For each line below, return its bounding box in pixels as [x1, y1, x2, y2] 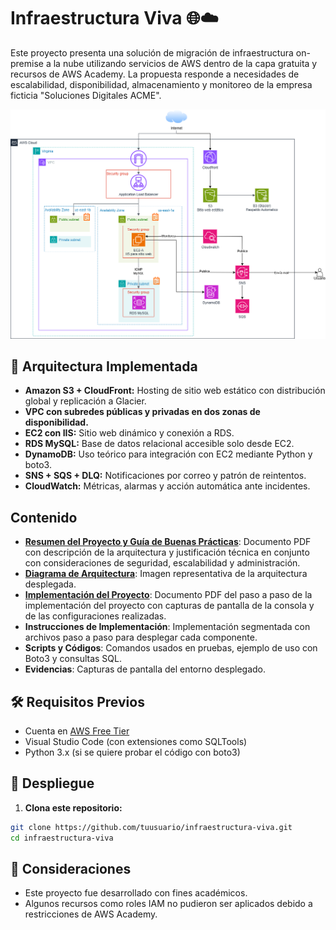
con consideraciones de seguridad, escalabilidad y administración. [24, 557, 301, 569]
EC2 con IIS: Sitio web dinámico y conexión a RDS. [24, 427, 235, 439]
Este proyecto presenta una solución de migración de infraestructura [10, 46, 294, 59]
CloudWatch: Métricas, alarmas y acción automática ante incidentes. [24, 480, 311, 492]
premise [10, 57, 44, 69]
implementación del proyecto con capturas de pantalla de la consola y [24, 600, 315, 612]
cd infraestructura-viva [10, 833, 114, 843]
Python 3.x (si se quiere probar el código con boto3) [24, 746, 241, 759]
